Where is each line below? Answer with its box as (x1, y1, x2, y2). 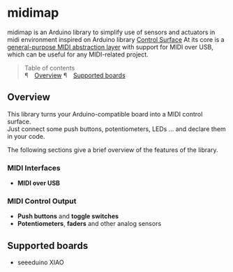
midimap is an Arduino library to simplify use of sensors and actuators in (7, 28, 216, 36)
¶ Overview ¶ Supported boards (24, 71, 126, 80)
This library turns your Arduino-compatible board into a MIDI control (7, 109, 203, 118)
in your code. (7, 132, 45, 140)
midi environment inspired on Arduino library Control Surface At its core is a (7, 35, 225, 43)
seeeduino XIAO (17, 258, 64, 266)
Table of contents (24, 63, 75, 72)
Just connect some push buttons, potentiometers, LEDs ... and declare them (7, 124, 227, 133)
